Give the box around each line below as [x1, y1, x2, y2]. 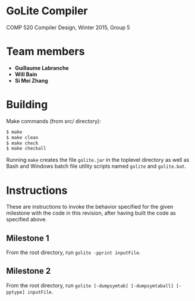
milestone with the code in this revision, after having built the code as [6, 209, 177, 217]
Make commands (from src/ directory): [6, 117, 101, 124]
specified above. [6, 216, 48, 223]
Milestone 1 [6, 233, 49, 243]
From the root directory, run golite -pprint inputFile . [6, 249, 141, 256]
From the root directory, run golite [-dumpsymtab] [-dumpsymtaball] [6, 281, 174, 289]
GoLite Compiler [6, 4, 88, 18]
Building [6, 98, 48, 111]
